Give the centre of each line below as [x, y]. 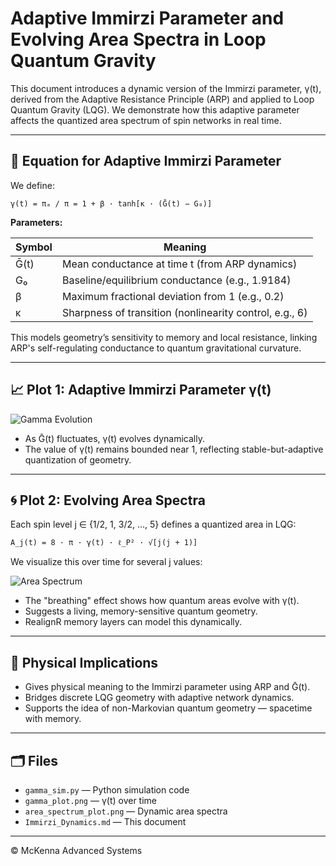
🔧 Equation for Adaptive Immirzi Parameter [146, 161]
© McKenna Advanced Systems [76, 850]
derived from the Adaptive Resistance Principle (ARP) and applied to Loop [162, 99]
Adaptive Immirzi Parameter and [147, 18]
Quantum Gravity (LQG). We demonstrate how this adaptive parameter [155, 109]
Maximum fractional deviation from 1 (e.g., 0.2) [173, 296]
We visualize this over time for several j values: [106, 562]
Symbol [34, 247]
